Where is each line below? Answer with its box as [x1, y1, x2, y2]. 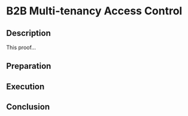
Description [6, 28, 51, 38]
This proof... [6, 44, 36, 51]
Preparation [6, 61, 51, 71]
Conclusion [6, 102, 50, 112]
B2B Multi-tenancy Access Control [6, 4, 183, 18]
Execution [6, 81, 45, 91]
